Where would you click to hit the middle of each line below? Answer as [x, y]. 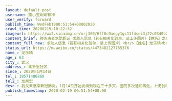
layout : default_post [28, 10]
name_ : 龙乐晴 [19, 53]
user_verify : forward [28, 19]
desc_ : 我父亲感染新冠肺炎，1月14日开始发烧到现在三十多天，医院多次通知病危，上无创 [85, 86]
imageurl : [16, 34]
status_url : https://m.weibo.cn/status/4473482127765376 [67, 48]
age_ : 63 [15, 57]
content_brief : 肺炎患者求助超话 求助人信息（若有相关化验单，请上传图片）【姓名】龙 [86, 39]
